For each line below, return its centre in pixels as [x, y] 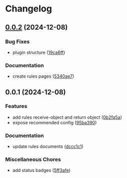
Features [16, 106]
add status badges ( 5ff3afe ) [41, 170]
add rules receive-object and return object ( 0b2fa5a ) [67, 117]
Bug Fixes [18, 42]
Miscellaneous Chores [33, 159]
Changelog [29, 9]
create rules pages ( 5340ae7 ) [43, 76]
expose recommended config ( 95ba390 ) [54, 122]
